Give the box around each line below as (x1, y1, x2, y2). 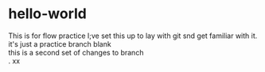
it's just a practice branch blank (8, 39, 111, 48)
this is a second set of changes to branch (8, 47, 144, 57)
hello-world (8, 5, 88, 23)
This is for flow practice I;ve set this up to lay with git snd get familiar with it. (8, 31, 258, 40)
